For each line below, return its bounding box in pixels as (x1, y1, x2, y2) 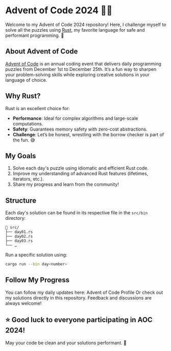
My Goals (5, 152, 36, 160)
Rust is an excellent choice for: (5, 105, 70, 111)
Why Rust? (5, 92, 41, 101)
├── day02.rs (5, 234, 33, 239)
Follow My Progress (5, 275, 70, 285)
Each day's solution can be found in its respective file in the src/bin (5, 210, 148, 216)
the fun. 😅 (12, 137, 36, 143)
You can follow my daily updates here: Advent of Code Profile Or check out (5, 289, 163, 295)
